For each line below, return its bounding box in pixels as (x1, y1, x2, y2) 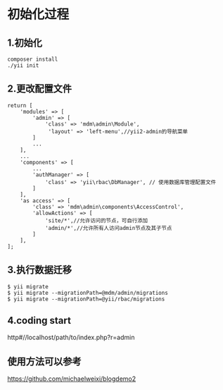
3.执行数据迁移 (7, 264, 72, 276)
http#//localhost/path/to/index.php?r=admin (7, 333, 135, 342)
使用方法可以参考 (7, 355, 82, 367)
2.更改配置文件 (7, 83, 72, 95)
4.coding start (7, 315, 72, 327)
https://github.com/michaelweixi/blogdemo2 (7, 374, 136, 383)
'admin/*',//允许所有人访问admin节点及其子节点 (44, 224, 172, 231)
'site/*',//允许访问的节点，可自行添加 (44, 217, 148, 224)
